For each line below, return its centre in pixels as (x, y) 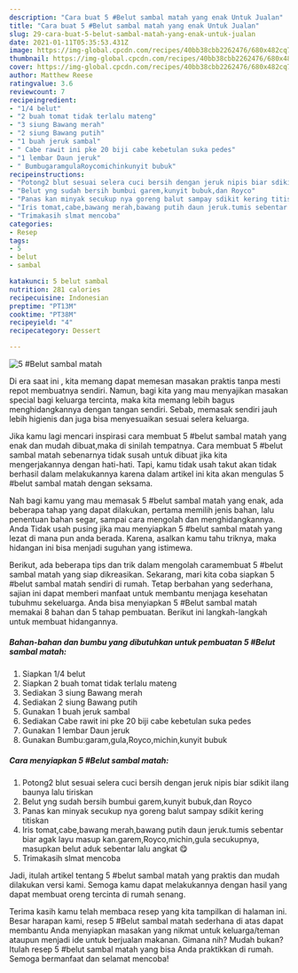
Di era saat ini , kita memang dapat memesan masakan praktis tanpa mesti (145, 381)
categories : (31, 224)
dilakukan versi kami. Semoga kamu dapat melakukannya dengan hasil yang (149, 884)
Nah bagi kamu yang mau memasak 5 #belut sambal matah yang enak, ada (146, 500)
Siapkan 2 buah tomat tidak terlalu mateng (99, 683)
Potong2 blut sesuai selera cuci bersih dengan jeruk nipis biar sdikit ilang (155, 782)
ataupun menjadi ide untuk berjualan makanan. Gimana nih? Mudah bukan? (146, 939)
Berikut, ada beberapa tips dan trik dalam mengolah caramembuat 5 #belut (146, 565)
